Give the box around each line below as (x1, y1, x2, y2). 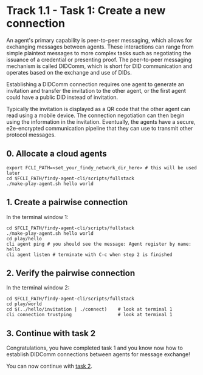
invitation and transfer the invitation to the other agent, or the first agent (6, 87, 187, 94)
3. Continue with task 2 (6, 328, 96, 339)
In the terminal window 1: (6, 213, 69, 220)
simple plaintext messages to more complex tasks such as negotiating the (6, 49, 191, 56)
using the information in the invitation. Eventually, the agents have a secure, (6, 118, 196, 125)
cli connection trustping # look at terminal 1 (6, 312, 173, 318)
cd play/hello (6, 235, 43, 242)
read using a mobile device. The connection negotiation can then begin (6, 112, 185, 119)
